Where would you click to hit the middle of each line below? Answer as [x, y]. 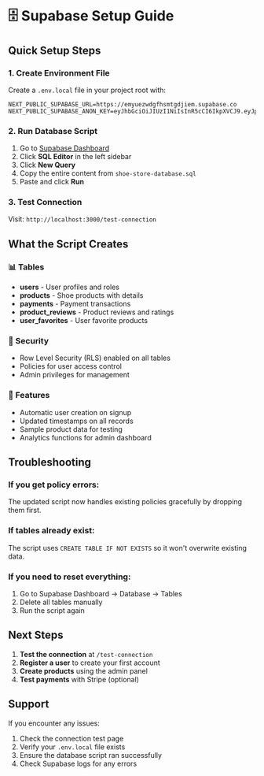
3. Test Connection [45, 202]
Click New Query [48, 165]
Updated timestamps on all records [76, 421]
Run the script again [52, 611]
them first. [25, 511]
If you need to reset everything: [70, 577]
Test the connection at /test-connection [86, 654]
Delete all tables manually [61, 602]
